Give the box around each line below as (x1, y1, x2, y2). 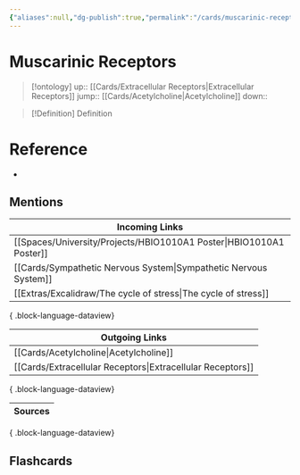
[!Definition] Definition (30, 108, 113, 119)
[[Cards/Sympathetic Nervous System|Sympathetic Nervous (13, 262, 268, 274)
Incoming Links (116, 221, 184, 233)
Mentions (9, 194, 64, 210)
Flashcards (9, 453, 73, 469)
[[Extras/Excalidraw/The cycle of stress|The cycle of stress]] (13, 287, 270, 300)
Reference (9, 139, 87, 159)
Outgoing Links (100, 331, 168, 344)
